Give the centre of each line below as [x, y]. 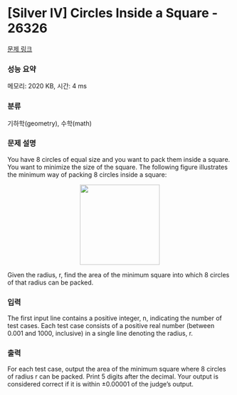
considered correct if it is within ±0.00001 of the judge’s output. [101, 384]
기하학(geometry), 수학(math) [50, 123]
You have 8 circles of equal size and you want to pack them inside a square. [119, 159]
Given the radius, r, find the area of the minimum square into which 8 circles [118, 275]
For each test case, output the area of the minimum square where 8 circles [117, 369]
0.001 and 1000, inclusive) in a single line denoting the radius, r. [100, 334]
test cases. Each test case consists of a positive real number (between [111, 326]
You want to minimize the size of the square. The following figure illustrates [117, 167]
